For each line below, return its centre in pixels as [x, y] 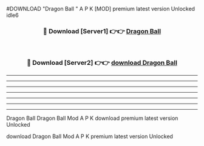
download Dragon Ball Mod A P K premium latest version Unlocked [90, 136]
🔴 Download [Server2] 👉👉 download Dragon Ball [102, 63]
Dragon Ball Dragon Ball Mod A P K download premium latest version [92, 118]
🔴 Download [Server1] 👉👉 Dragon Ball [102, 31]
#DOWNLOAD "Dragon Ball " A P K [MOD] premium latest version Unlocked [101, 9]
